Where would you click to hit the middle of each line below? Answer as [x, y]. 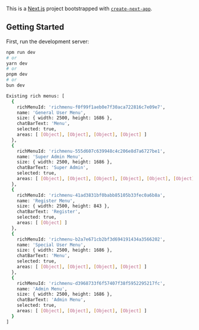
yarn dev [17, 63]
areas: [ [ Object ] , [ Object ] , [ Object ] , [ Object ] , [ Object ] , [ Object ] [106, 179]
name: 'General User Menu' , [51, 113]
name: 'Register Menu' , [46, 201]
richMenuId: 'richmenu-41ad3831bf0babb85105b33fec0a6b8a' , [91, 195]
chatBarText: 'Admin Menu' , [51, 300]
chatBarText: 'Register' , [49, 212]
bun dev [16, 85]
